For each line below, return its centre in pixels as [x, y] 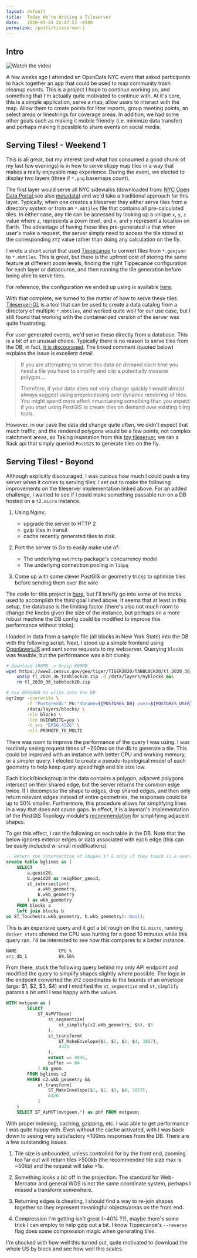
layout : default [26, 11]
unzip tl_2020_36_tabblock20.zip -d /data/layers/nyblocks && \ [96, 677]
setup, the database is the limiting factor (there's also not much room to [93, 606]
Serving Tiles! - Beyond [50, 462]
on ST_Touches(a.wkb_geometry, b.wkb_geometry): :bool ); [76, 916]
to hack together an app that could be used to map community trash [89, 83]
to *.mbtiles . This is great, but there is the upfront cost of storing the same [97, 257]
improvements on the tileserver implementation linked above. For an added [96, 488]
